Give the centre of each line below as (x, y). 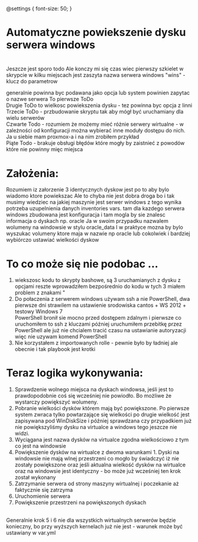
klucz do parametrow (32, 82)
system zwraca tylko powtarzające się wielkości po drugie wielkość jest (102, 415)
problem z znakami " (40, 293)
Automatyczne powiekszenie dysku (96, 33)
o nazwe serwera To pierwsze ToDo (50, 99)
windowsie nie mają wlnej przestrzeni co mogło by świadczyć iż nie (97, 459)
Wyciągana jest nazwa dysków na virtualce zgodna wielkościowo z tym (102, 440)
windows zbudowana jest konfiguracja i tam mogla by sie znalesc (86, 215)
